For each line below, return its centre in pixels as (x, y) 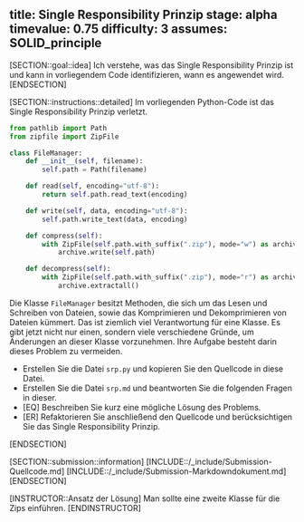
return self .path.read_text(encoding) (115, 195)
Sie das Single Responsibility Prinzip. (91, 426)
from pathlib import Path (58, 128)
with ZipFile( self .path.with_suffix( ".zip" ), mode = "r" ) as (156, 277)
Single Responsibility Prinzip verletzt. (78, 111)
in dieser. (39, 397)
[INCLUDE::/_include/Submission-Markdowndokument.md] (176, 471)
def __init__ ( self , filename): (85, 161)
